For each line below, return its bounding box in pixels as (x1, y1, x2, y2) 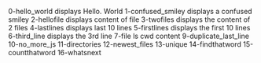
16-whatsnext (57, 48, 102, 57)
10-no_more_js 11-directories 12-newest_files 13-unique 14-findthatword (8, 40, 242, 49)
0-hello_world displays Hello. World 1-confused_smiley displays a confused (8, 7, 253, 16)
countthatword (8, 48, 57, 57)
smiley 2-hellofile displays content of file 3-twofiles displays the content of (8, 15, 251, 24)
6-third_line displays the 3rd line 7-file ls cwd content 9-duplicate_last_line (8, 31, 250, 40)
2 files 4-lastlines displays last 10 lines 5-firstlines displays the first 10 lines (8, 23, 251, 32)
